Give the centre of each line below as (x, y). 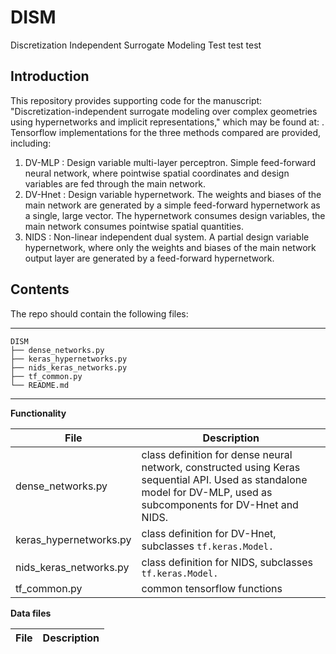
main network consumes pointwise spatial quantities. (134, 226)
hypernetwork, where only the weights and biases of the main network (170, 247)
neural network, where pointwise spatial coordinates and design (157, 173)
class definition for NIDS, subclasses (227, 562)
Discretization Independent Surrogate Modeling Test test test (136, 45)
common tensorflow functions (212, 588)
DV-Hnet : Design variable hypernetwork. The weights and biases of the (173, 194)
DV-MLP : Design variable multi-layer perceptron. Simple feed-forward (170, 162)
